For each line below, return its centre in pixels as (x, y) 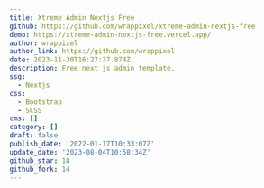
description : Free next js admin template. (92, 69)
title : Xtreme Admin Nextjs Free (72, 18)
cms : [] (24, 118)
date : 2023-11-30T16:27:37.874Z (70, 60)
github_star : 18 (40, 160)
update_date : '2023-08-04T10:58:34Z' (80, 152)
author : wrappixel (44, 43)
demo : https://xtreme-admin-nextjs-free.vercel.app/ (110, 34)
